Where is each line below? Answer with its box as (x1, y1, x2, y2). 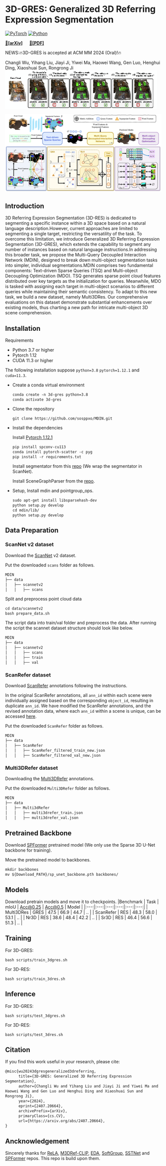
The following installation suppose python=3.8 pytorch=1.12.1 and (5, 367, 140, 373)
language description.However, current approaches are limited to (5, 226, 138, 232)
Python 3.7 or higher (12, 347, 55, 353)
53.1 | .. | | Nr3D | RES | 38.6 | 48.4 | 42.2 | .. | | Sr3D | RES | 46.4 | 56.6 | (5, 914, 153, 921)
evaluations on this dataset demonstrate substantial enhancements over (5, 299, 152, 306)
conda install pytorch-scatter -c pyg (12, 450, 93, 455)
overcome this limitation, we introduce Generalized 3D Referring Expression (5, 236, 160, 242)
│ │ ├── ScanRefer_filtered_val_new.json (5, 753, 101, 758)
